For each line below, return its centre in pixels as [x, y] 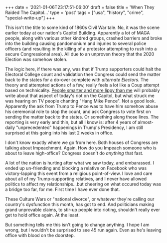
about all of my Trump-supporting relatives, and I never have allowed [76, 179]
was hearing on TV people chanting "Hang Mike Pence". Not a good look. [81, 101]
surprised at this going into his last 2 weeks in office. [59, 133]
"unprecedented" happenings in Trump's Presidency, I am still [80, 127]
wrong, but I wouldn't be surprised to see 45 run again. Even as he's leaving [83, 230]
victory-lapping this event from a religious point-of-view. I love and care [79, 173]
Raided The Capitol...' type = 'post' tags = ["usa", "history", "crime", [75, 12]
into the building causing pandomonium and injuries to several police [76, 43]
